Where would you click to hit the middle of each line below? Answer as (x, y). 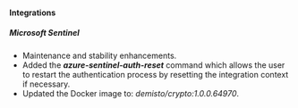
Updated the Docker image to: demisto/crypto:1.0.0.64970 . (131, 93)
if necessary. (46, 84)
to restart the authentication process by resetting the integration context (155, 74)
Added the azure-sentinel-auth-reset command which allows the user (153, 65)
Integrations (33, 12)
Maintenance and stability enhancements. (99, 55)
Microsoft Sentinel (44, 33)
